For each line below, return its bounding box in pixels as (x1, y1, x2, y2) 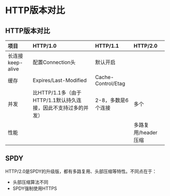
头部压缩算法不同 (12, 179, 49, 185)
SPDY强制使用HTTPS (12, 185, 57, 191)
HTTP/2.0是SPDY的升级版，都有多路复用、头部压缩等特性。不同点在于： (5, 168, 157, 174)
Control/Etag (95, 80, 125, 87)
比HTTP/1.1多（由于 (32, 89, 82, 96)
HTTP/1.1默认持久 (32, 97, 77, 104)
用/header (133, 129, 158, 136)
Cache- (95, 74, 114, 81)
